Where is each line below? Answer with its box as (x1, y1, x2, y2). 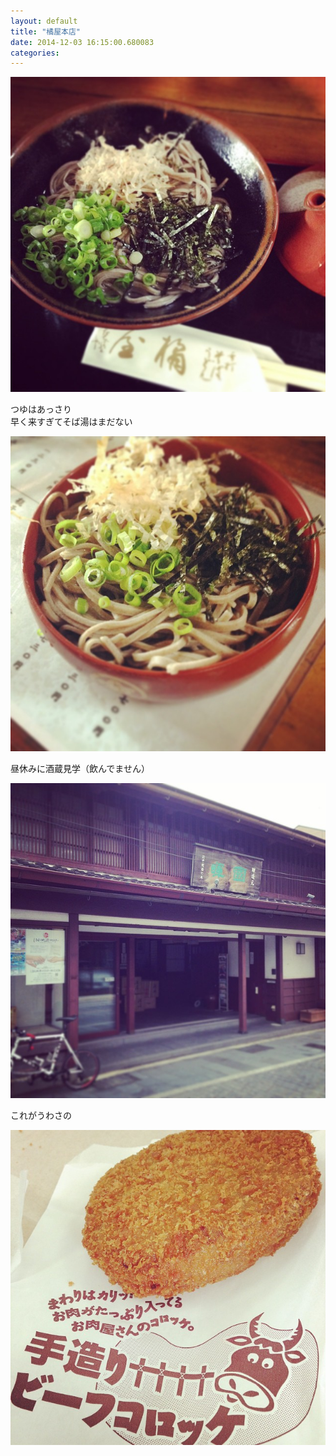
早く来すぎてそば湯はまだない (10, 416, 133, 428)
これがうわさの (10, 1110, 72, 1122)
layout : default (10, 16, 78, 26)
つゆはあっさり (10, 403, 72, 415)
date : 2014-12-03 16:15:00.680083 (10, 37, 155, 47)
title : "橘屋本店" (10, 26, 82, 37)
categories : (10, 48, 60, 58)
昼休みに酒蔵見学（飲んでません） (10, 763, 150, 775)
